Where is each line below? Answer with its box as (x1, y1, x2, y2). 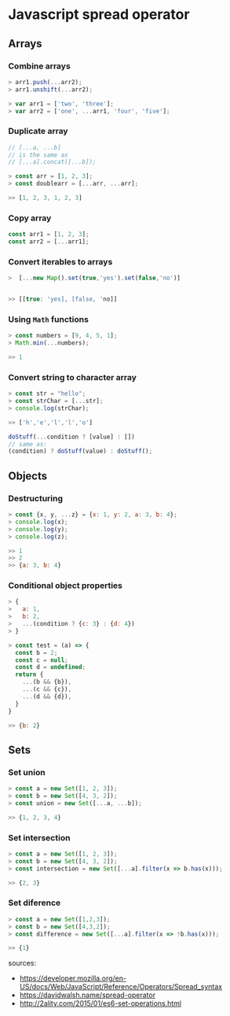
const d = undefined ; (15, 663, 86, 671)
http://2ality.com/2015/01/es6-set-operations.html (19, 999, 182, 1008)
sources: (8, 959, 37, 968)
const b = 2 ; (15, 648, 58, 656)
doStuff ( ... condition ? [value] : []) (8, 433, 135, 441)
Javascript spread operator (8, 6, 190, 24)
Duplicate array (8, 126, 68, 137)
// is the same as (8, 151, 68, 159)
